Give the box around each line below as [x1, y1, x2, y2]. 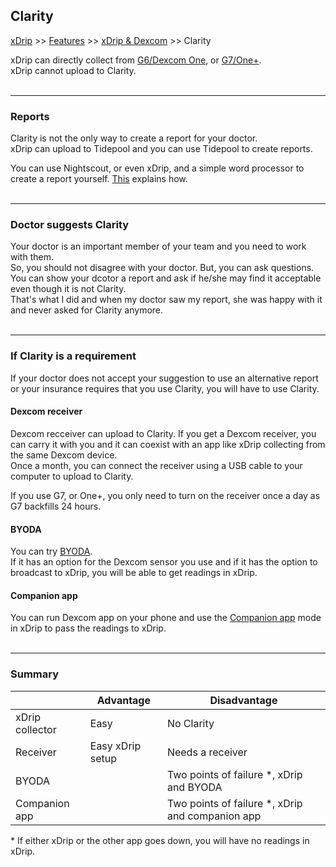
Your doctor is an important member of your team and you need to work [10, 240, 307, 253]
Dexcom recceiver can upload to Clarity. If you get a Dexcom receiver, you [10, 427, 317, 439]
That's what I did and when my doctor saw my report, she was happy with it [10, 294, 323, 306]
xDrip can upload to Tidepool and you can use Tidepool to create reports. [10, 143, 313, 155]
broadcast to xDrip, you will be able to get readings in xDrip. [10, 567, 258, 579]
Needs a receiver [166, 745, 248, 759]
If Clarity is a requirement [10, 349, 137, 363]
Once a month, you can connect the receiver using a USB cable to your [10, 459, 303, 471]
